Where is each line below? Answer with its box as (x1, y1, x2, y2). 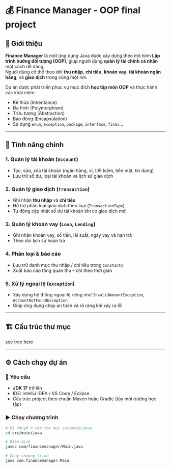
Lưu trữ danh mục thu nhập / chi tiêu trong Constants (12, 262, 124, 268)
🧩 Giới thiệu (5, 39, 42, 48)
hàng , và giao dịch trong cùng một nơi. (5, 74, 88, 80)
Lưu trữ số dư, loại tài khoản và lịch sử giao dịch (12, 173, 113, 179)
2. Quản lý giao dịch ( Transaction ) (5, 185, 90, 192)
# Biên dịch (5, 439, 31, 445)
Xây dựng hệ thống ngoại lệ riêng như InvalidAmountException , (12, 291, 145, 297)
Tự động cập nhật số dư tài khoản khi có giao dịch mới (12, 208, 127, 214)
